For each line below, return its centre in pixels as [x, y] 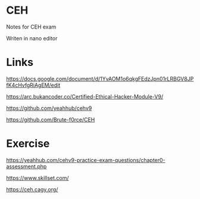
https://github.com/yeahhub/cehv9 [49, 108]
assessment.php [26, 166]
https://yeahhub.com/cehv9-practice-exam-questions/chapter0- [86, 160]
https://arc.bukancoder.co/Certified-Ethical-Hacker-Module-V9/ [85, 96]
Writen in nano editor [32, 38]
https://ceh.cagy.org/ [32, 189]
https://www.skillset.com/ [38, 178]
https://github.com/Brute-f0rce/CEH [51, 119]
